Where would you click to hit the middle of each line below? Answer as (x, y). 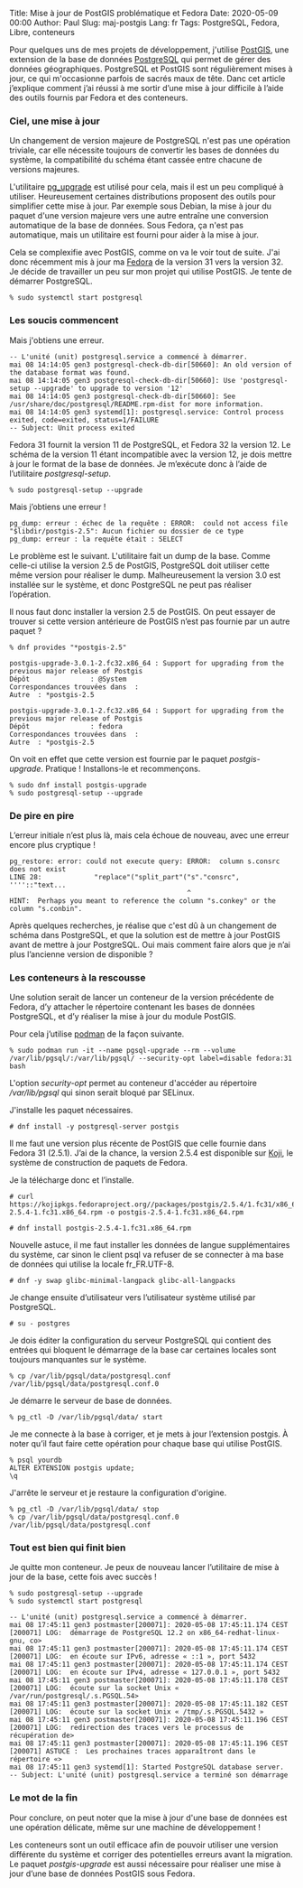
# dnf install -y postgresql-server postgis (94, 1127)
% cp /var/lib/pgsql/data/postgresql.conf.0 (94, 1517)
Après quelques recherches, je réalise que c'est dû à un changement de (143, 925)
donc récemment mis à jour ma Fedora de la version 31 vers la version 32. (147, 262)
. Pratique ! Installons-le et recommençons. (120, 768)
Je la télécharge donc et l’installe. (72, 1180)
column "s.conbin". (46, 908)
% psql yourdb (36, 1460)
